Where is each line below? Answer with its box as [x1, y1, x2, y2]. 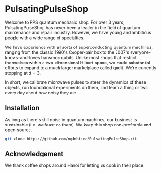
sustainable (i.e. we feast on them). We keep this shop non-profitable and [5, 122, 151, 127]
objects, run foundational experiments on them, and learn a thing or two [5, 84, 148, 90]
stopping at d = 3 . [5, 70, 41, 76]
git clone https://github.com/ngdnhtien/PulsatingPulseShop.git [5, 136, 137, 141]
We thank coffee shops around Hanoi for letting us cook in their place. [5, 162, 145, 168]
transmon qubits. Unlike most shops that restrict [41, 54, 137, 60]
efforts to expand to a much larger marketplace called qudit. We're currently [5, 64, 157, 71]
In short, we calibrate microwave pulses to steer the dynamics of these [5, 79, 146, 85]
